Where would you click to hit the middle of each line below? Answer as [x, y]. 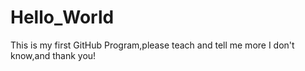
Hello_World [62, 17]
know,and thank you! [53, 55]
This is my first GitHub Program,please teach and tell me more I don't [152, 45]
